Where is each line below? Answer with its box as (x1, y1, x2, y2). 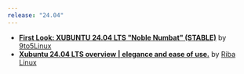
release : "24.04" (7, 11, 64, 19)
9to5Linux (18, 41, 52, 51)
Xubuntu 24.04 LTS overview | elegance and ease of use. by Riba (18, 49, 236, 58)
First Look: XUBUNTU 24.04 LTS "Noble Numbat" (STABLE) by (18, 33, 227, 42)
